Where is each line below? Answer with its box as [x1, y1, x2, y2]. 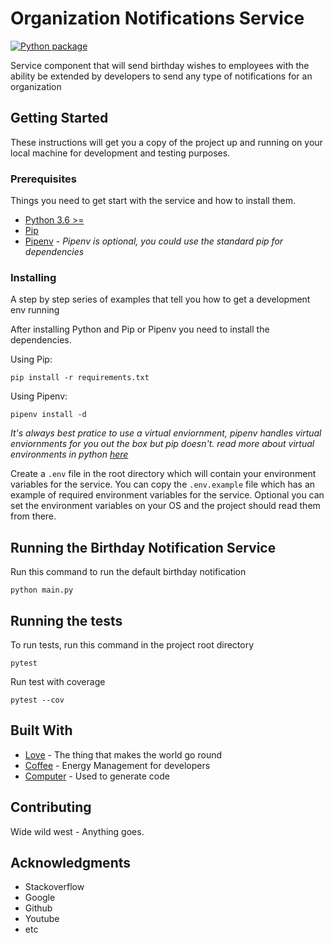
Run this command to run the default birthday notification [10, 566, 247, 578]
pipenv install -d [10, 410, 87, 420]
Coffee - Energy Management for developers [24, 759, 211, 771]
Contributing [10, 799, 92, 816]
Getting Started [10, 110, 109, 127]
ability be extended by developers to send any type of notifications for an [10, 70, 313, 82]
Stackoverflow [24, 881, 85, 893]
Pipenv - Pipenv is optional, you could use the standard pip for [24, 235, 284, 247]
